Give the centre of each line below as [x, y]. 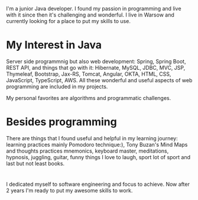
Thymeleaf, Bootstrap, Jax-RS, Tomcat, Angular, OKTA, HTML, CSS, [89, 74]
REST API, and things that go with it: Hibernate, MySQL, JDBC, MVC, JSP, [96, 67]
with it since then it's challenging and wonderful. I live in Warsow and [90, 15]
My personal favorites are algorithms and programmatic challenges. [89, 98]
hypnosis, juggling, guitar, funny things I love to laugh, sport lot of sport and [98, 157]
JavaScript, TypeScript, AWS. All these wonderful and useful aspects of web [99, 80]
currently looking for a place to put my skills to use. [69, 21]
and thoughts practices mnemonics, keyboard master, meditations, [87, 151]
